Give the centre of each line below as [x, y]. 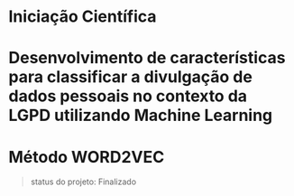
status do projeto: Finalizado [83, 182]
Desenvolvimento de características [147, 58]
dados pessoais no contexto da [128, 96]
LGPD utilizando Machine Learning [141, 116]
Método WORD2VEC [87, 157]
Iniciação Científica [83, 17]
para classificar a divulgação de [131, 77]
